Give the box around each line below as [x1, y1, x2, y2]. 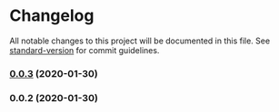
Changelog [9, 5, 95, 26]
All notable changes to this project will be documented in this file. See [9, 35, 271, 46]
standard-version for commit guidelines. [9, 44, 160, 55]
